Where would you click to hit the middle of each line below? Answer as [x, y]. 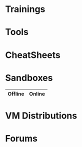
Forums [21, 138]
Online [37, 93]
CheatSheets [33, 55]
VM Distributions [41, 115]
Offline [16, 93]
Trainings [25, 9]
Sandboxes [29, 78]
